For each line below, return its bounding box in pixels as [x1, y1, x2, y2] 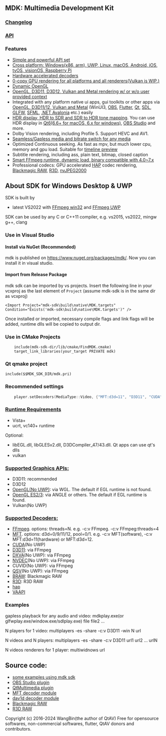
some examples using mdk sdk [12, 674, 76, 680]
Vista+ [12, 417, 26, 423]
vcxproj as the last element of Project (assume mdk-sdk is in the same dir [5, 287, 156, 294]
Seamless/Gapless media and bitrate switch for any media [12, 136, 131, 142]
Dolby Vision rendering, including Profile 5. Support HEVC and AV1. [12, 130, 149, 136]
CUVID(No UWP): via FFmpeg [12, 563, 73, 569]
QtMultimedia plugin [12, 685, 54, 691]
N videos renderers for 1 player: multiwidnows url [5, 647, 105, 653]
